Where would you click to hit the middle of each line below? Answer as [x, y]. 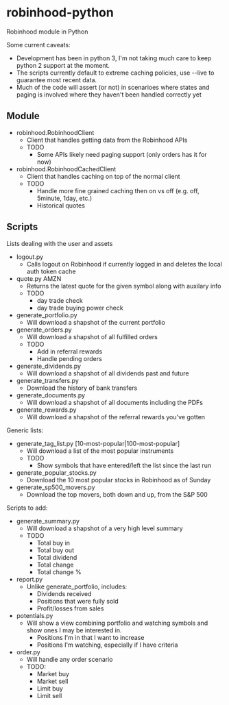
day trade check [60, 300]
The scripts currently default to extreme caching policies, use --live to [115, 73]
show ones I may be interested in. [74, 630]
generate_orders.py [44, 330]
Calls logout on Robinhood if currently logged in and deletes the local [124, 264]
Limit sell [49, 695]
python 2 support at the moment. [63, 65]
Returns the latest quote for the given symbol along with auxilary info [124, 286]
